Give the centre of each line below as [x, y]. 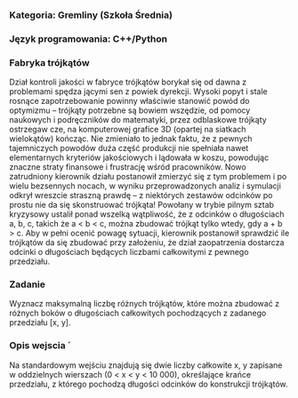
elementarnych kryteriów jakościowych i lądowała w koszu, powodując [139, 158]
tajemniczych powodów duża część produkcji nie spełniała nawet [129, 148]
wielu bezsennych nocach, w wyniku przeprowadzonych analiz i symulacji [145, 186]
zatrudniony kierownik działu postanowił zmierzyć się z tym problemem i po [148, 177]
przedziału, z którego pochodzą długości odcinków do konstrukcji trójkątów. [149, 384]
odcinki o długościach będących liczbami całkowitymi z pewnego [129, 252]
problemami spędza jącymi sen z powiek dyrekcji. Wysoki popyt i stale [139, 92]
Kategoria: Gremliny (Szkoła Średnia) [91, 15]
